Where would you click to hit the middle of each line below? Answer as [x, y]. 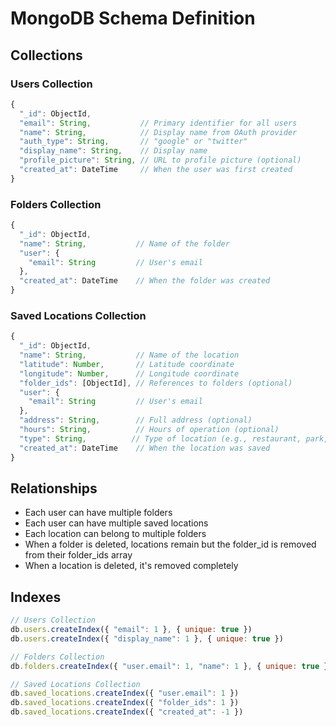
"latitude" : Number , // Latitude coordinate [127, 364]
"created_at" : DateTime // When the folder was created [145, 281]
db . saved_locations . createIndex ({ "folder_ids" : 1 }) [125, 703]
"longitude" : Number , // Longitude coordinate [129, 373]
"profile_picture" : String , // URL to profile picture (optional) [160, 160]
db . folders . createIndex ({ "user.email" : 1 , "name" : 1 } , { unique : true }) [171, 666]
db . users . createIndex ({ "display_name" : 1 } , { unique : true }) [147, 638]
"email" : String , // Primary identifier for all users [158, 123]
